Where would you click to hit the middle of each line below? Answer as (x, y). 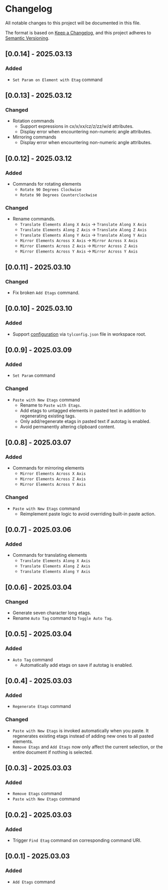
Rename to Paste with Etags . (51, 405)
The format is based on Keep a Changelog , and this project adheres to (78, 32)
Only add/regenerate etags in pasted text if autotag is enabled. (85, 421)
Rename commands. (34, 219)
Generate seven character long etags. (52, 613)
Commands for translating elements (50, 555)
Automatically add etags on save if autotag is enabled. (76, 665)
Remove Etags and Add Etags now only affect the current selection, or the (88, 746)
